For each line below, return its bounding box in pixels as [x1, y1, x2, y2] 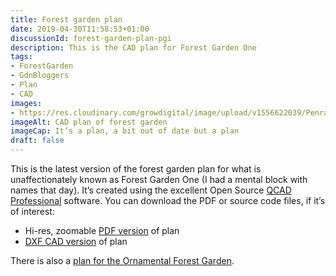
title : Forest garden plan [10, 14, 123, 25]
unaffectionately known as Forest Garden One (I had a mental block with [10, 174, 308, 185]
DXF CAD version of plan [24, 236, 128, 247]
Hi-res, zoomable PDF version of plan [24, 225, 180, 236]
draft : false [10, 136, 65, 146]
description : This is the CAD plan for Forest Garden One [10, 42, 257, 53]
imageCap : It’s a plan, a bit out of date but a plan [10, 126, 240, 136]
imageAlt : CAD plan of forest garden [10, 117, 168, 127]
